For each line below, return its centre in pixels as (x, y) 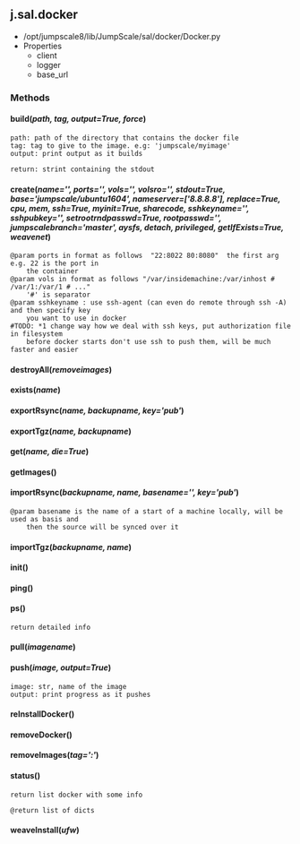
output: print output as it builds (77, 153)
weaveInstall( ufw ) (45, 830)
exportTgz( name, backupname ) (71, 431)
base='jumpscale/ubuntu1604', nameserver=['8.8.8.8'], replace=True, (146, 198)
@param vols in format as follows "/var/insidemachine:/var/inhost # (143, 280)
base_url (52, 74)
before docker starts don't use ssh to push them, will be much (149, 342)
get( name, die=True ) (50, 452)
